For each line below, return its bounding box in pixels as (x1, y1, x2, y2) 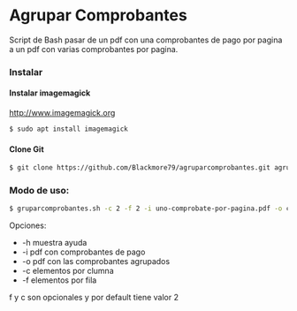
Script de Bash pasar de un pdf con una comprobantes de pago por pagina (9, 34, 283, 45)
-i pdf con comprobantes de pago (21, 247, 146, 257)
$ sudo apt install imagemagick (9, 125, 128, 133)
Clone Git (9, 143, 44, 155)
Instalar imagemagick (9, 87, 91, 98)
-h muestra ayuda (21, 238, 88, 248)
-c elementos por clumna (21, 266, 114, 277)
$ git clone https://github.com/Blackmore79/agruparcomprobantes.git (9, 163, 271, 172)
